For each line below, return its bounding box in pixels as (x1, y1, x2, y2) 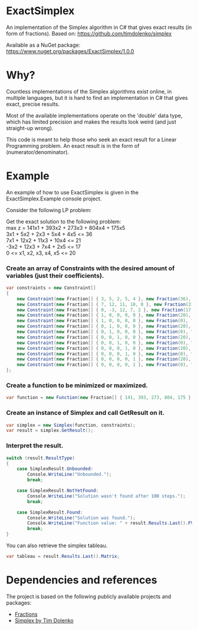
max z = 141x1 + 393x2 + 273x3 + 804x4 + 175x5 (6, 224, 126, 231)
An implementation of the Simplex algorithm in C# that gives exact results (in (6, 24, 192, 31)
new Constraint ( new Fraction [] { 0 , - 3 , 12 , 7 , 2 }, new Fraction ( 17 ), (16, 307, 196, 313)
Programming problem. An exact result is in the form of (6, 142, 140, 149)
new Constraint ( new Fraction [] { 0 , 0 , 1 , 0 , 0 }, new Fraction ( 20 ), (16, 334, 192, 340)
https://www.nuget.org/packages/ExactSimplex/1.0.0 (6, 47, 134, 54)
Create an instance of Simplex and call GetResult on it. (6, 409, 165, 417)
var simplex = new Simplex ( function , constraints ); (6, 422, 136, 428)
